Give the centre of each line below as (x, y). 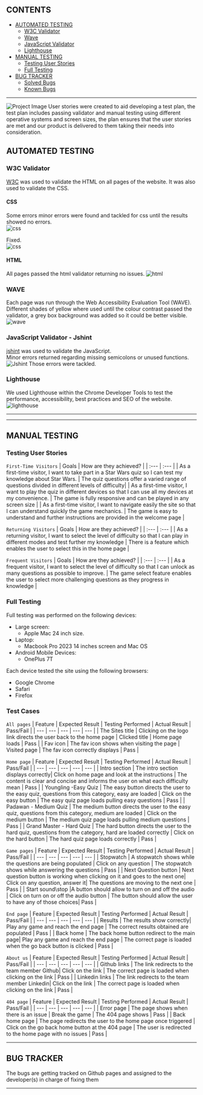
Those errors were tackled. (63, 363)
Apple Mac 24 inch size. (54, 633)
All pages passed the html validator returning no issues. (76, 273)
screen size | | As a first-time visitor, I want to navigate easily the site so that (101, 504)
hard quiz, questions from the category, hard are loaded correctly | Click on (100, 833)
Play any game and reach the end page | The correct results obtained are (98, 927)
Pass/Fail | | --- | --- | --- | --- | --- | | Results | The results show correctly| (99, 921)
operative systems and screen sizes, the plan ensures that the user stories (99, 119)
